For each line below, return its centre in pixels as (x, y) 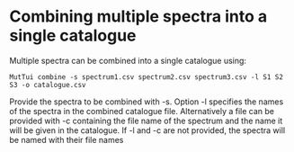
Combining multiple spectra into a (138, 17)
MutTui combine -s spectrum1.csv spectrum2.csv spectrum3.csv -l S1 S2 (146, 77)
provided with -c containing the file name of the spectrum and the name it (146, 121)
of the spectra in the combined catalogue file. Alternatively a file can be (142, 111)
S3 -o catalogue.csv (48, 85)
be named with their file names (67, 139)
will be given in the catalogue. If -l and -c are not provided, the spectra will (147, 130)
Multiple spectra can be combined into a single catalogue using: (128, 60)
